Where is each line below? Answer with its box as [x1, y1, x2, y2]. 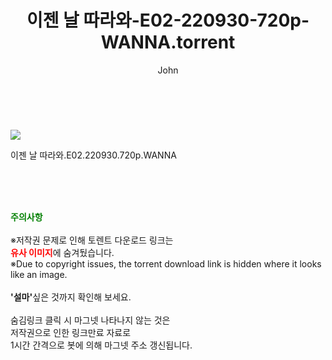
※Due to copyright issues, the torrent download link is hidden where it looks [10, 257, 322, 270]
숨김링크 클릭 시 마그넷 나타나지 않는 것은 [10, 314, 171, 326]
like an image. [10, 268, 68, 280]
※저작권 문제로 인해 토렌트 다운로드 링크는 [10, 234, 174, 246]
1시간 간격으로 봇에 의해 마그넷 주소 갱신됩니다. [10, 339, 193, 351]
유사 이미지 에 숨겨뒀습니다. [10, 246, 115, 258]
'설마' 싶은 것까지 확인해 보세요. [10, 291, 132, 303]
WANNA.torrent [100, 31, 236, 54]
